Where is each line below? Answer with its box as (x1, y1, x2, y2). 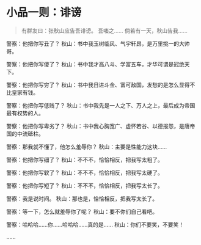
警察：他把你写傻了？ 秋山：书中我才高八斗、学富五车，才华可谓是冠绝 (6, 60, 185, 68)
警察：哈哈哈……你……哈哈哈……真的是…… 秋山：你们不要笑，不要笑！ (6, 221, 185, 228)
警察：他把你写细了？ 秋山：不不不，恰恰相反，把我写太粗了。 (6, 156, 163, 163)
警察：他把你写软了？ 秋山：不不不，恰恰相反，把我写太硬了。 (6, 169, 163, 176)
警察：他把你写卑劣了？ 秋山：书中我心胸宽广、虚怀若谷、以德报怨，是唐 (6, 122, 190, 130)
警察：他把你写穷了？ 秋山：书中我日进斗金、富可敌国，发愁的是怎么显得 (6, 81, 190, 89)
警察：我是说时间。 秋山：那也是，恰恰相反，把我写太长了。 (6, 195, 158, 202)
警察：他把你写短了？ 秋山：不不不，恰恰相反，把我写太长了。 (6, 181, 163, 189)
